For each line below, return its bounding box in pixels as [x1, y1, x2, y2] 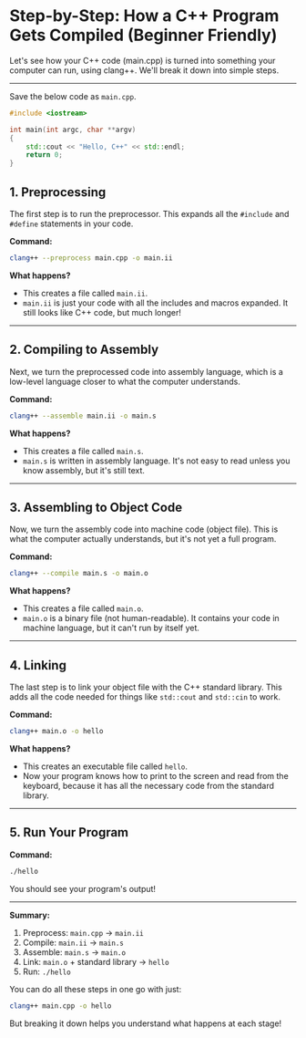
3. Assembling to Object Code [9, 499, 183, 515]
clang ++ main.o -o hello [9, 727, 104, 736]
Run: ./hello [22, 966, 71, 977]
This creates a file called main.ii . [22, 287, 148, 298]
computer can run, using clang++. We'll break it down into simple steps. [9, 65, 280, 76]
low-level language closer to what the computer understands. [9, 376, 241, 387]
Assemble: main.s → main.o [22, 946, 126, 958]
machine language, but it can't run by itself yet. [22, 622, 200, 634]
